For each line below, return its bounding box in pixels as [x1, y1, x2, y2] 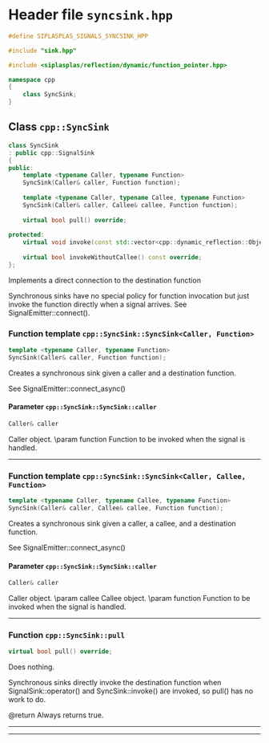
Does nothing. [8, 662, 54, 672]
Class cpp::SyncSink [8, 120, 110, 134]
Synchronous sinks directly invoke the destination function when [8, 678, 222, 688]
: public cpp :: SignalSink [8, 148, 94, 157]
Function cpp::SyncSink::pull [8, 629, 126, 640]
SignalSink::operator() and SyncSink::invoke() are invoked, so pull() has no [8, 686, 254, 696]
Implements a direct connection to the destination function [8, 275, 202, 285]
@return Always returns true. [8, 710, 104, 720]
